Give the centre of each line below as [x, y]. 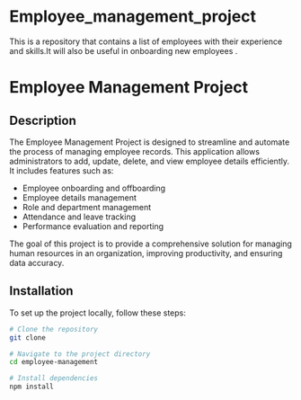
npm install [31, 387]
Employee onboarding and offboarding [94, 188]
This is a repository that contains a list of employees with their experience [146, 41]
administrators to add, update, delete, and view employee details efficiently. [150, 161]
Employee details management [80, 197]
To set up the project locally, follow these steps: [98, 313]
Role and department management [87, 207]
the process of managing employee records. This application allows [135, 151]
